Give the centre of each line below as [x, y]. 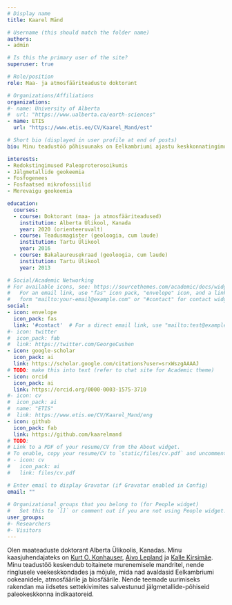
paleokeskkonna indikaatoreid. [51, 594]
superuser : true [30, 64]
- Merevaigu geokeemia [40, 191]
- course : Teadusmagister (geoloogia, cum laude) [86, 236]
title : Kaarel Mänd [35, 20]
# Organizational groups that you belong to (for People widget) [103, 505]
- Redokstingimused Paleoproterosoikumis [68, 165]
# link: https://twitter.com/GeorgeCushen [71, 345]
